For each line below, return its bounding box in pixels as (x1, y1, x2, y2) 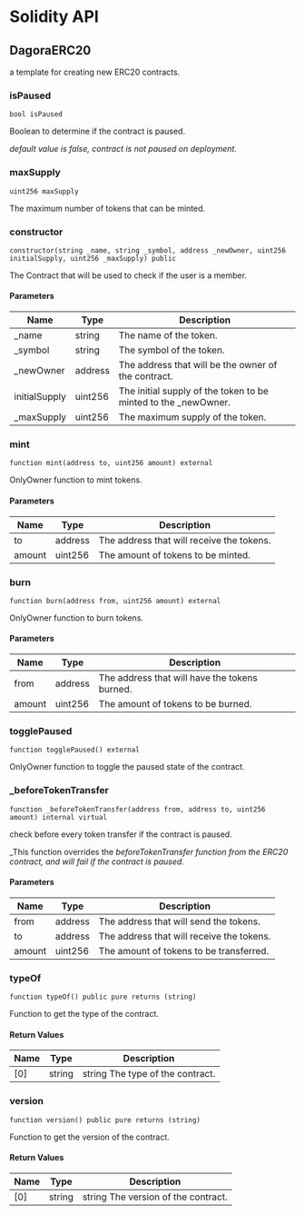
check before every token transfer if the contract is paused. (9, 829, 233, 840)
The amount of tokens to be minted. (98, 548, 251, 561)
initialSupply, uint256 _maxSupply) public (9, 254, 177, 263)
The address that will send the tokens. (98, 915, 261, 928)
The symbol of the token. (118, 344, 225, 356)
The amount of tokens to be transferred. (98, 944, 270, 957)
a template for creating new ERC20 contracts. (9, 66, 181, 77)
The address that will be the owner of (118, 359, 278, 372)
